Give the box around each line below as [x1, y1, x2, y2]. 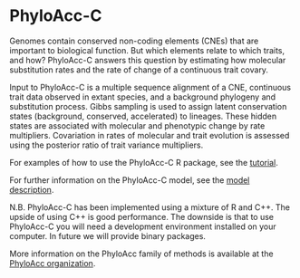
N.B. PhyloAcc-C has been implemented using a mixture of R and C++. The [9, 201, 290, 213]
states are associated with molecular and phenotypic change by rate [9, 120, 266, 131]
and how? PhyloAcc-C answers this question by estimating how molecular [9, 54, 286, 65]
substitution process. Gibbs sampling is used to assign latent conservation [9, 101, 287, 111]
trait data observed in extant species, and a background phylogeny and [9, 91, 276, 102]
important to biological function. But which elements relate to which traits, [9, 44, 285, 55]
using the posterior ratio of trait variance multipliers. [9, 139, 204, 150]
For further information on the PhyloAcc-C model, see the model [9, 174, 250, 186]
